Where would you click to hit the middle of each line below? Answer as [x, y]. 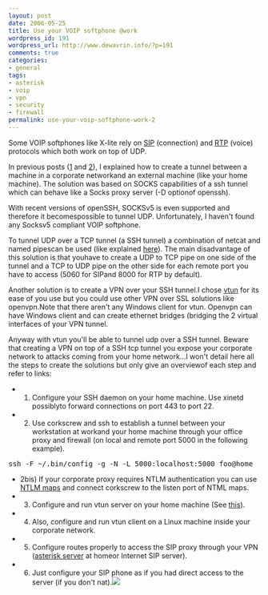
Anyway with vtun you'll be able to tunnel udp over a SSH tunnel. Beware [128, 339]
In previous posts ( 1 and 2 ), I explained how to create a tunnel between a [128, 167]
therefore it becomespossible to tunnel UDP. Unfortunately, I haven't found [131, 216]
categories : [28, 61]
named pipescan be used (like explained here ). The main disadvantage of [129, 248]
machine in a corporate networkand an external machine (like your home [128, 175]
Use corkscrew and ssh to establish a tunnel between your [128, 423]
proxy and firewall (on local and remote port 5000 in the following [140, 440]
